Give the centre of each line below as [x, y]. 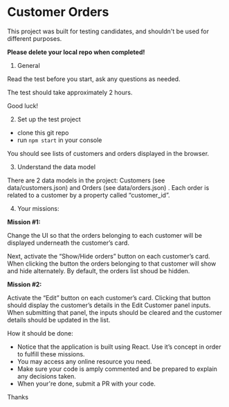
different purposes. [35, 38]
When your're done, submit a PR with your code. [86, 383]
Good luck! [23, 105]
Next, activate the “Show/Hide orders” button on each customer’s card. [109, 256]
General [28, 65]
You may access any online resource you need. [84, 361]
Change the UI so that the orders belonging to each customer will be [105, 235]
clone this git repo [43, 132]
